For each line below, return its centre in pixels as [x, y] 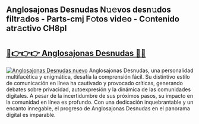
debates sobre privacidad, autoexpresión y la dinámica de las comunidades [99, 89]
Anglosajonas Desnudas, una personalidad [141, 70]
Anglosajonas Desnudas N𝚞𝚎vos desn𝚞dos [89, 10]
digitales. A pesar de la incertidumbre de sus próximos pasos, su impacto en [100, 96]
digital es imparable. [31, 115]
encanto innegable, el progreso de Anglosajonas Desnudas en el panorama [98, 108]
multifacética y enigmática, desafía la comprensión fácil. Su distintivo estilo [98, 77]
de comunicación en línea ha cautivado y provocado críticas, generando [94, 83]
